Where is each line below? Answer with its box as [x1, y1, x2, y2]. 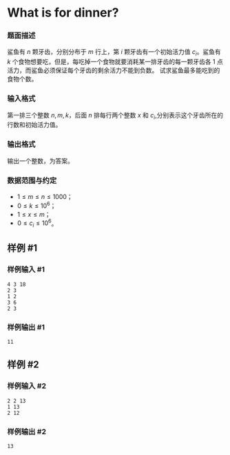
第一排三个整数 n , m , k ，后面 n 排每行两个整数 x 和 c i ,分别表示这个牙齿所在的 [7, 110, 224, 121]
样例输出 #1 [7, 322, 45, 332]
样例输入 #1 [7, 264, 45, 274]
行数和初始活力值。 [7, 121, 62, 129]
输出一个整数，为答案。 [7, 157, 74, 165]
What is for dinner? [7, 5, 119, 21]
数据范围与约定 [7, 175, 57, 185]
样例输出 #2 [7, 427, 47, 436]
